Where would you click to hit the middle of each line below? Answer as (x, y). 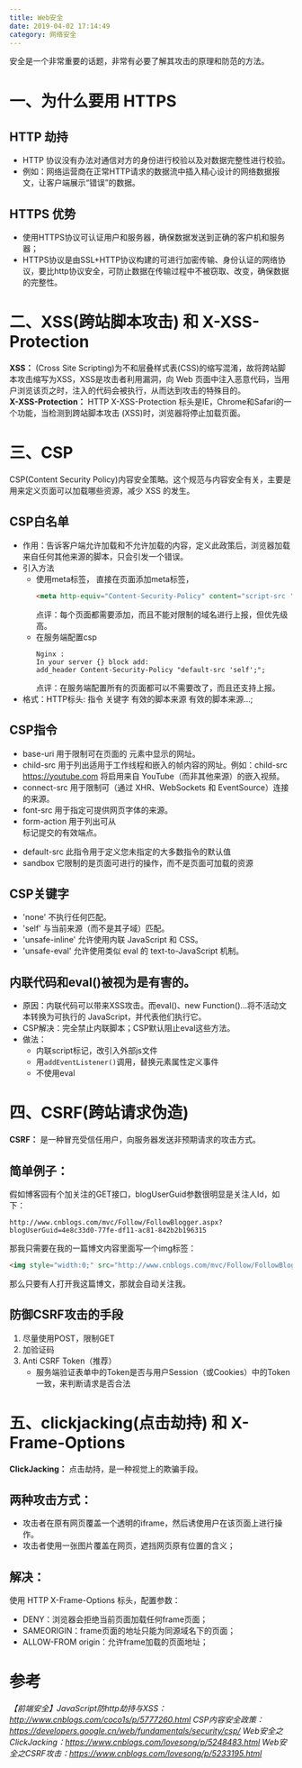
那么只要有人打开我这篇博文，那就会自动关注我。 (100, 1283)
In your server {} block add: (93, 662)
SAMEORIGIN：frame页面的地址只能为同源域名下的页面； (129, 1631)
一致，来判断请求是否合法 (83, 1383)
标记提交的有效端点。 (62, 832)
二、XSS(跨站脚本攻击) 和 (104, 322)
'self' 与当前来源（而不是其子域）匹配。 (96, 928)
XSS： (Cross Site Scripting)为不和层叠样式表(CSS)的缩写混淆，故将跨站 (144, 368)
